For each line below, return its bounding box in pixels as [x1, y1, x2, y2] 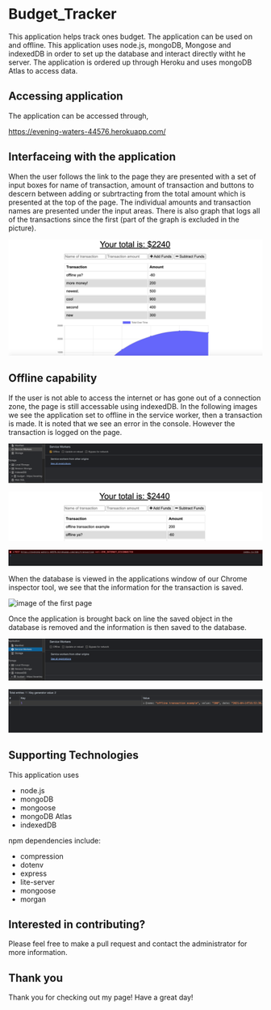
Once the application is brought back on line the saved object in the [8, 614, 233, 623]
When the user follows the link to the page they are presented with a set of [8, 171, 256, 181]
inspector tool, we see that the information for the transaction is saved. [8, 583, 244, 593]
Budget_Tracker [8, 5, 117, 23]
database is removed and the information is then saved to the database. [8, 623, 248, 632]
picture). [8, 223, 37, 233]
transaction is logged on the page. [8, 427, 123, 437]
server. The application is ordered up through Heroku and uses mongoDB [8, 57, 252, 67]
